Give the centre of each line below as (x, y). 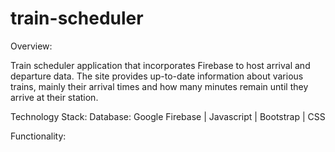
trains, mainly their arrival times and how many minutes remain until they (159, 86)
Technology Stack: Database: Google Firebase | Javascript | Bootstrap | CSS (168, 116)
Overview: (31, 46)
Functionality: (38, 136)
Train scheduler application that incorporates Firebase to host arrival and (160, 65)
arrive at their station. (54, 97)
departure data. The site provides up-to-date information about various (157, 76)
